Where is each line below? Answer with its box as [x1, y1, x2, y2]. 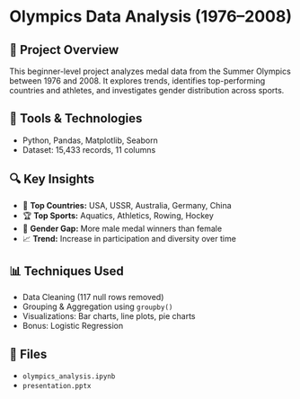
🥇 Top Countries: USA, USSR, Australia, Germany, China [22, 199, 232, 210]
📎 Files [9, 346, 48, 361]
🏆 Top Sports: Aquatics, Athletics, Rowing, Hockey [22, 209, 214, 221]
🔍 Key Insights [9, 172, 95, 187]
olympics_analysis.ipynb [22, 372, 116, 381]
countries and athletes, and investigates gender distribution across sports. [9, 85, 285, 95]
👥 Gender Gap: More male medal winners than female [22, 223, 223, 234]
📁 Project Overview [9, 42, 119, 58]
